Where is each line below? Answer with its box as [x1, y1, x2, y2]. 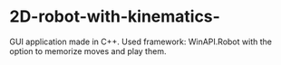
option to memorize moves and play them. [9, 45, 167, 56]
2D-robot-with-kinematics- [9, 6, 220, 27]
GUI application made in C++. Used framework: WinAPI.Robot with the [9, 36, 272, 47]
